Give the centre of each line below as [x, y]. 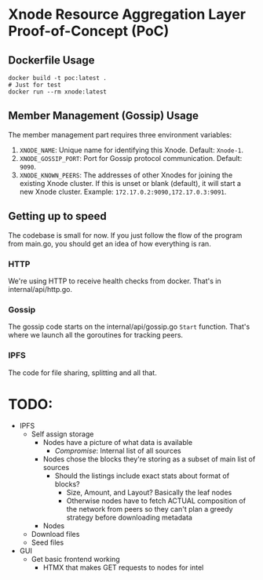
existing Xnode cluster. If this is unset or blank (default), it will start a [130, 183]
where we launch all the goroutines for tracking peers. [95, 335]
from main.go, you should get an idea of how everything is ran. [110, 243]
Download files [55, 534]
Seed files [47, 542]
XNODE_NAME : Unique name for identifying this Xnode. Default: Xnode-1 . [131, 150]
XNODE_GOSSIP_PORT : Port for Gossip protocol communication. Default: [131, 158]
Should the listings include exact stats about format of [142, 476]
